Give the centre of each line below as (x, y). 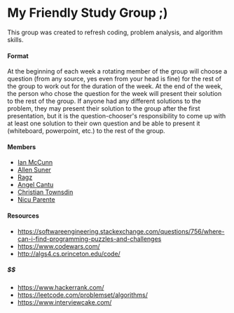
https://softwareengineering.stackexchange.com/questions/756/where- (121, 231)
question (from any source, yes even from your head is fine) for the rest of (115, 79)
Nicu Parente (36, 200)
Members (22, 147)
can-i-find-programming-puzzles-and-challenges (89, 239)
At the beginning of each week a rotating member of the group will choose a (117, 71)
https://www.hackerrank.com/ (61, 287)
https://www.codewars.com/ (58, 246)
